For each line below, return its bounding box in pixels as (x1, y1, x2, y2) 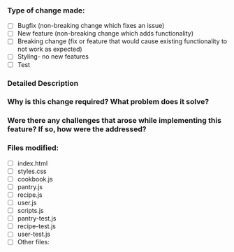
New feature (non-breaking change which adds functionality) (17, 29, 194, 38)
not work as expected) (17, 45, 82, 54)
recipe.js (17, 191, 43, 199)
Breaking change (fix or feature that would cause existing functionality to (17, 37, 228, 45)
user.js (17, 198, 37, 207)
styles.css (17, 167, 47, 175)
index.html (17, 159, 48, 168)
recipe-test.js (17, 222, 56, 230)
